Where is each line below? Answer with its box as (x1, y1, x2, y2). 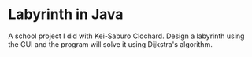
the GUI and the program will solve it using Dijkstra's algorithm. (8, 39, 213, 48)
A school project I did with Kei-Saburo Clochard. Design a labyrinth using (8, 31, 245, 41)
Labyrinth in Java (8, 5, 124, 23)
